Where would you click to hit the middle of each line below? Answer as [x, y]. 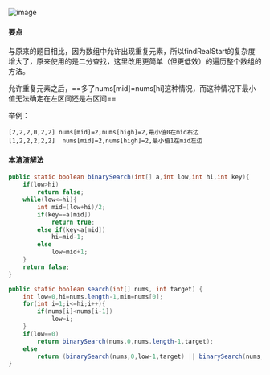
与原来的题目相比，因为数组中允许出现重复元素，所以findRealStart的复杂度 [132, 52]
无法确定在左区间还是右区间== [65, 99]
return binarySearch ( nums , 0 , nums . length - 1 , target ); [126, 341]
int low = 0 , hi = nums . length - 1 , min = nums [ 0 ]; [93, 297]
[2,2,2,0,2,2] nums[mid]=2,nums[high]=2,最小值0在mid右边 [104, 133]
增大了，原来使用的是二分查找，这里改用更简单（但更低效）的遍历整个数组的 [135, 61]
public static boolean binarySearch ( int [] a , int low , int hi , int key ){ [129, 177]
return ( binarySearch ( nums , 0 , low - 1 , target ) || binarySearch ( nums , [151, 356]
